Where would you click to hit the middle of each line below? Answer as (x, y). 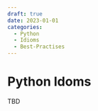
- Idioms (27, 40)
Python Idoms (49, 82)
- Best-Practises (39, 47)
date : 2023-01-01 (33, 21)
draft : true (25, 14)
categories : (25, 27)
